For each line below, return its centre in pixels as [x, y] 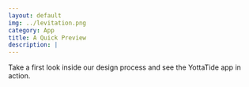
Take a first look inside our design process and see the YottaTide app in [124, 67]
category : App [32, 30]
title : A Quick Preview [47, 38]
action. [19, 76]
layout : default [35, 15]
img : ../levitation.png [47, 23]
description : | [33, 45]
